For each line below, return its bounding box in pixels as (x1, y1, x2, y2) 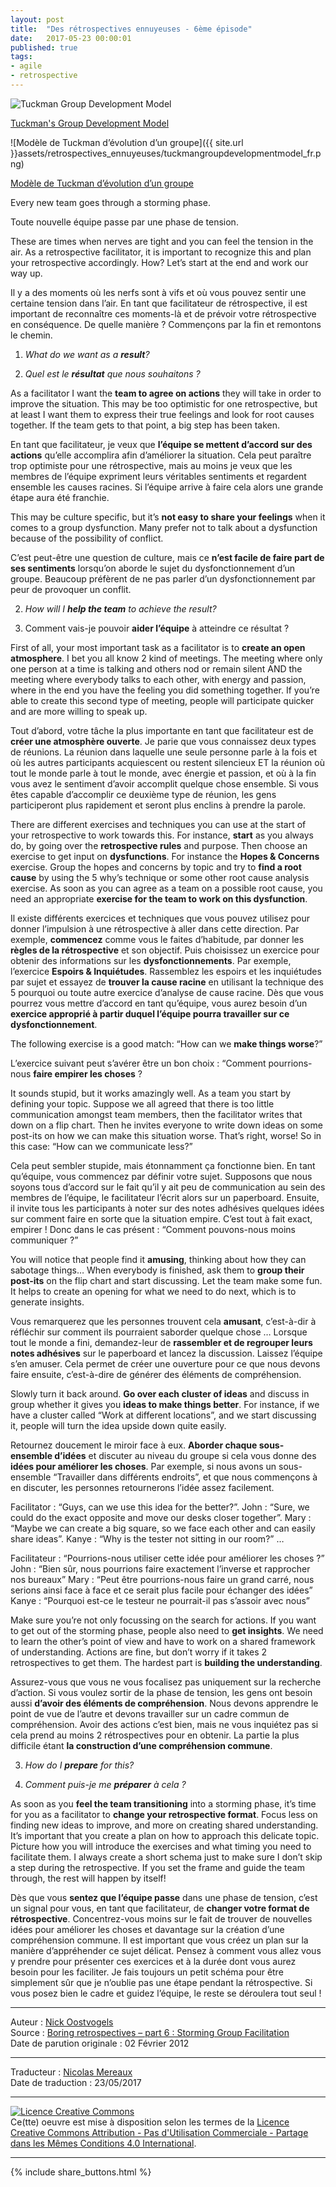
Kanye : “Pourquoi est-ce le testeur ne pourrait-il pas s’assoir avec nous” (10, 1594, 311, 1606)
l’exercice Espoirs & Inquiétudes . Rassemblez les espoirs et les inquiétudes (10, 965, 322, 977)
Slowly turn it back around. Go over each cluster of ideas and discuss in (10, 1387, 310, 1400)
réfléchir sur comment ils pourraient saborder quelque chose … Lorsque (10, 1326, 308, 1338)
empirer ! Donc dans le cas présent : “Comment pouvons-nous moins (10, 1223, 296, 1235)
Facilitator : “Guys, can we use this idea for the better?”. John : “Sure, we (10, 1501, 310, 1513)
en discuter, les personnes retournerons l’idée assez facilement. (10, 1481, 275, 1493)
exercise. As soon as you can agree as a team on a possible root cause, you (10, 882, 323, 894)
